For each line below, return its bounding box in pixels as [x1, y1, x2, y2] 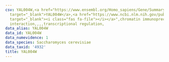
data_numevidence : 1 [5, 35, 49, 40]
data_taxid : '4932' [5, 44, 46, 49]
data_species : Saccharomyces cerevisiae [5, 40, 92, 45]
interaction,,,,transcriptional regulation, [10, 21, 105, 26]
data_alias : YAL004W [5, 26, 49, 31]
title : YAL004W [5, 49, 37, 54]
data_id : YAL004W [5, 30, 42, 35]
